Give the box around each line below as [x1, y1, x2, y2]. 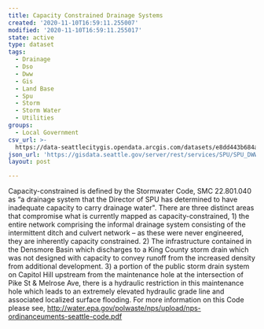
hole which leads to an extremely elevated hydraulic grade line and [8, 286, 225, 296]
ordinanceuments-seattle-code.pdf [8, 312, 123, 321]
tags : [8, 48, 26, 56]
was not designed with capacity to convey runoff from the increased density [8, 253, 255, 263]
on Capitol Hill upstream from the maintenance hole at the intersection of [8, 270, 244, 279]
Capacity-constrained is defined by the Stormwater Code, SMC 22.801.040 [8, 187, 251, 196]
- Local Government [15, 128, 79, 136]
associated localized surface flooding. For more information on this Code [8, 295, 245, 305]
